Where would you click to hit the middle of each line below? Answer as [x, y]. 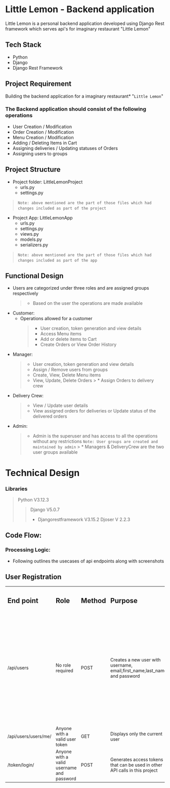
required [64, 670]
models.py [31, 239]
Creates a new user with [136, 659]
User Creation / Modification [42, 127]
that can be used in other [137, 765]
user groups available [55, 452]
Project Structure [33, 169]
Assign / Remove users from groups [70, 370]
